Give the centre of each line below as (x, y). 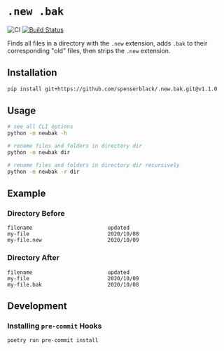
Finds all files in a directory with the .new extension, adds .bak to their (107, 43)
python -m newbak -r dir (43, 172)
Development (37, 306)
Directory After (33, 258)
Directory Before (36, 213)
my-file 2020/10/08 (73, 234)
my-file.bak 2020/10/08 (73, 284)
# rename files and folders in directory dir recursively (93, 165)
